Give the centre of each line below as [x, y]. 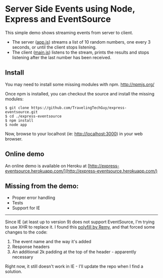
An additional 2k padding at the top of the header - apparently [74, 252]
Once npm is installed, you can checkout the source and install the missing [80, 93]
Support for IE [26, 208]
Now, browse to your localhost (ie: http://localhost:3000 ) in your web [74, 134]
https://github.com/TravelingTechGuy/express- [79, 108]
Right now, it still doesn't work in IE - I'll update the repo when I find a [74, 266]
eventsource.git [21, 112]
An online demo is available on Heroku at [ [47, 166]
